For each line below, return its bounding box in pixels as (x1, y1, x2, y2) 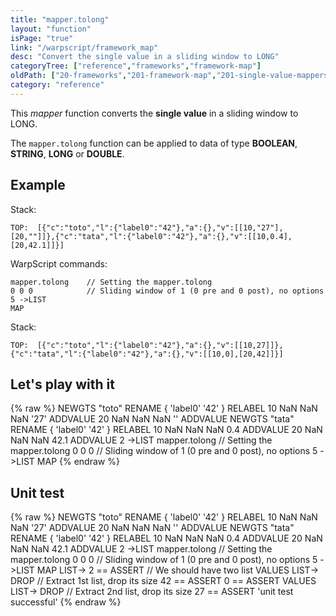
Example (10, 177, 66, 194)
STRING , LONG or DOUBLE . (10, 147, 125, 160)
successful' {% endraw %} (10, 596, 122, 608)
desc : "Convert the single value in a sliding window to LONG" (10, 52, 280, 62)
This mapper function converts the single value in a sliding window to (10, 107, 299, 119)
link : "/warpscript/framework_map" (10, 42, 159, 53)
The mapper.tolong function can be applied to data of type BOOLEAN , (10, 137, 298, 149)
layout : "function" (10, 24, 92, 34)
